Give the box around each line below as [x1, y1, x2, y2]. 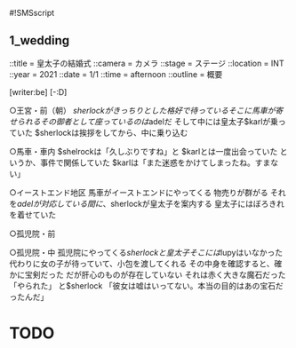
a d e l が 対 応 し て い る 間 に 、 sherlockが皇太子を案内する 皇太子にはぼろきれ [17, 198, 284, 209]
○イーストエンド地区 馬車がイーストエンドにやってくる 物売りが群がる [9, 186, 268, 198]
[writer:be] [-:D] [9, 86, 68, 97]
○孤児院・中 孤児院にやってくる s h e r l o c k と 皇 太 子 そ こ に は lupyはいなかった [9, 247, 283, 257]
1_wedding [9, 33, 70, 48]
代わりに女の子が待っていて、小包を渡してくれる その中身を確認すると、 [9, 257, 275, 269]
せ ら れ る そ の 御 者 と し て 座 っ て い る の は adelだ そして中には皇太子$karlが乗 [9, 115, 278, 127]
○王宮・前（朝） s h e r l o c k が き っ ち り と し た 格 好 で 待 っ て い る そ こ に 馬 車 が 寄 [9, 105, 284, 115]
